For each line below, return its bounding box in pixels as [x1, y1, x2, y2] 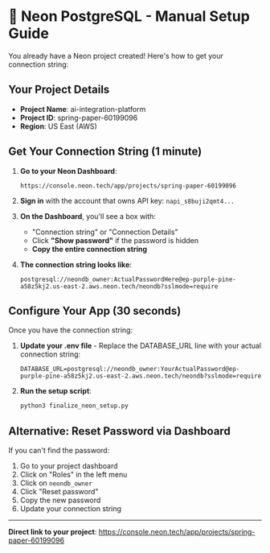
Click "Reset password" [19, 487, 99, 497]
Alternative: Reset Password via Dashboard [8, 424, 231, 438]
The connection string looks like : [19, 259, 133, 269]
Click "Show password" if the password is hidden [31, 235, 199, 245]
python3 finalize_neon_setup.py [19, 402, 129, 410]
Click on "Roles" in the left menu [19, 470, 128, 480]
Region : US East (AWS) [19, 121, 98, 131]
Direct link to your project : [8, 527, 97, 537]
